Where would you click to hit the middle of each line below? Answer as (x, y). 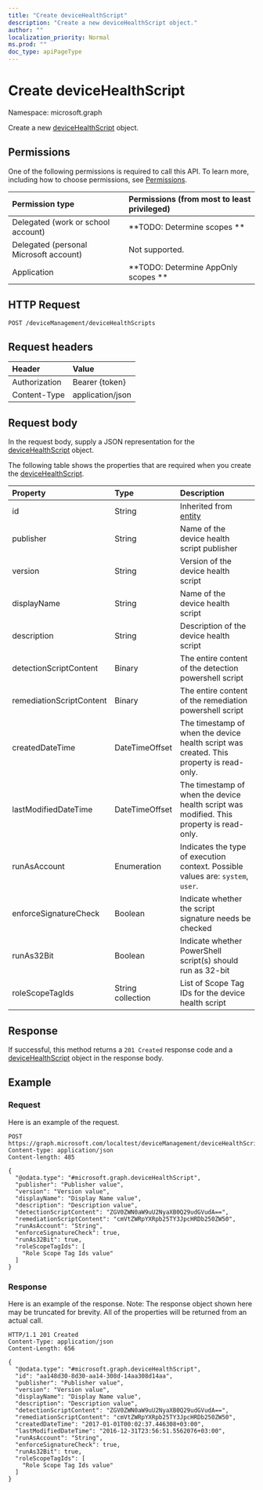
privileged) (150, 209)
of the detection (209, 668)
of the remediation (214, 701)
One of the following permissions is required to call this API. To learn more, (129, 171)
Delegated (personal (50, 244)
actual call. (25, 1320)
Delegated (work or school (61, 222)
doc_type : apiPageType (45, 52)
